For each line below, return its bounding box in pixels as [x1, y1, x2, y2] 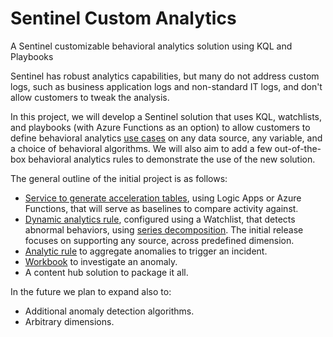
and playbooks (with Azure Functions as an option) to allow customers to [10, 121, 311, 133]
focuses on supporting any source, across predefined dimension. [24, 234, 295, 246]
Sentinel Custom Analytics [10, 7, 237, 30]
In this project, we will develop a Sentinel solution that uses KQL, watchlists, [10, 110, 323, 122]
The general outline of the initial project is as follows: [10, 172, 228, 184]
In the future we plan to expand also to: [10, 285, 172, 297]
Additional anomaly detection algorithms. [24, 305, 195, 317]
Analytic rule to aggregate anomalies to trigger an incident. [24, 245, 268, 257]
